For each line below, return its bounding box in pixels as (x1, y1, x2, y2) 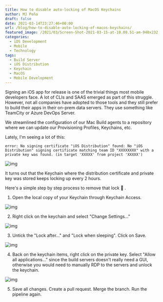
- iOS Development (9, 39, 47, 44)
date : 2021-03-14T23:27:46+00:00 (5, 21, 73, 26)
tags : (5, 52, 16, 58)
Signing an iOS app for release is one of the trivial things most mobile (5, 89, 144, 95)
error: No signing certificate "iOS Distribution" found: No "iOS (5, 143, 143, 149)
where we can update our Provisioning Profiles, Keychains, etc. (5, 125, 132, 130)
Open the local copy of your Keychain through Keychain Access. (12, 194, 142, 200)
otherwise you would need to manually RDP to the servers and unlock (12, 262, 152, 268)
